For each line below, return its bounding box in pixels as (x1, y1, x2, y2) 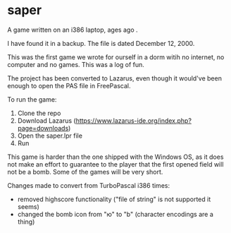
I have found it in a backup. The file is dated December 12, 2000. (7, 39, 195, 47)
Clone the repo (17, 109, 61, 117)
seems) (17, 202, 40, 210)
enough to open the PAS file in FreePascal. (7, 81, 131, 90)
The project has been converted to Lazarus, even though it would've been (7, 73, 222, 83)
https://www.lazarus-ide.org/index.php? (75, 116, 192, 125)
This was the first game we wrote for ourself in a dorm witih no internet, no (7, 52, 225, 61)
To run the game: (7, 95, 57, 104)
